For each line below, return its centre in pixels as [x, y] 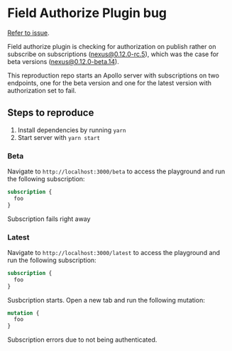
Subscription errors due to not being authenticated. [82, 340]
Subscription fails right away [49, 219]
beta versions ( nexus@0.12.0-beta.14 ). [63, 61]
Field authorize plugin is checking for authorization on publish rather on [112, 46]
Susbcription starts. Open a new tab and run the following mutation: [106, 300]
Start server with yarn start [59, 137]
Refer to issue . [28, 33]
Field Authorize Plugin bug [87, 13]
